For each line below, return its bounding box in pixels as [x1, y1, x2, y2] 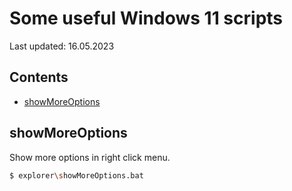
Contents [9, 69, 69, 86]
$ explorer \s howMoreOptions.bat [9, 170, 144, 181]
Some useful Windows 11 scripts [9, 7, 284, 30]
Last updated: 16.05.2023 [9, 40, 115, 52]
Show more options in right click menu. [9, 151, 171, 163]
